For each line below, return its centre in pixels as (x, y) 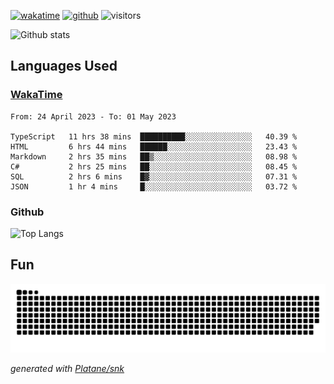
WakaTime (36, 95)
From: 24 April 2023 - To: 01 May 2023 (93, 116)
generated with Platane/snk (67, 368)
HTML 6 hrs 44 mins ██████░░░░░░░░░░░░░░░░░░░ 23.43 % (154, 146)
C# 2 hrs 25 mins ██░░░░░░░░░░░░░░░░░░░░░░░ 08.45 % (154, 166)
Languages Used (64, 66)
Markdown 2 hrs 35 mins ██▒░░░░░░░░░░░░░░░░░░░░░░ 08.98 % (154, 156)
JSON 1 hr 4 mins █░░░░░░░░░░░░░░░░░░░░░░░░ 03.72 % (154, 186)
